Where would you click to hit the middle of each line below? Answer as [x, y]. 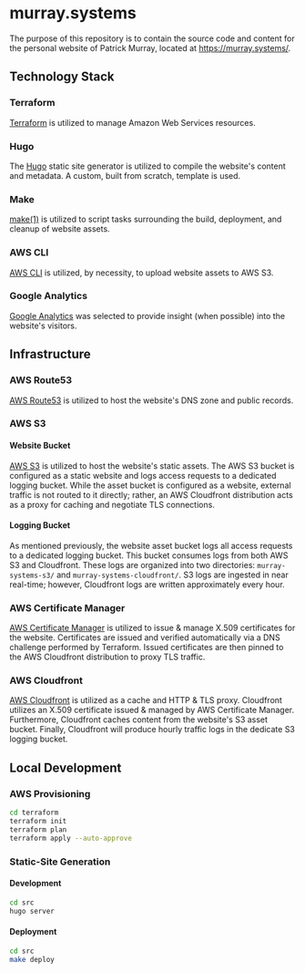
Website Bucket [40, 446]
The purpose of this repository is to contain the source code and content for [152, 38]
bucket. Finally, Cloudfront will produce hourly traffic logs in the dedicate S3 [152, 730]
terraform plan [38, 829]
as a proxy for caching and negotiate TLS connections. [112, 504]
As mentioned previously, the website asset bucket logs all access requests [151, 545]
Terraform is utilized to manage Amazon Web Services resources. [133, 122]
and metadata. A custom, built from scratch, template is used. [125, 175]
